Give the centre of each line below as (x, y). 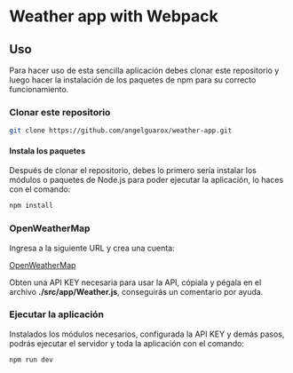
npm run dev (31, 360)
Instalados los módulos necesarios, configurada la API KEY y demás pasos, (147, 334)
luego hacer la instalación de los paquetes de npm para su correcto (133, 80)
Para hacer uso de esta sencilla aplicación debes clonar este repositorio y (144, 70)
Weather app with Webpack (114, 16)
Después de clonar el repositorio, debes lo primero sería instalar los (133, 171)
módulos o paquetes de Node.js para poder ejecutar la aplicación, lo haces (146, 180)
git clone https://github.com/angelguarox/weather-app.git (121, 131)
